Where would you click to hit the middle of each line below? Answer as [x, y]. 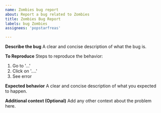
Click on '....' [25, 71]
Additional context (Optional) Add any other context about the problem [79, 101]
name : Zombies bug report [32, 10]
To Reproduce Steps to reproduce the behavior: [54, 56]
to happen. [16, 91]
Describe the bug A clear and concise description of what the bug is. [76, 47]
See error [22, 76]
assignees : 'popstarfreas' [33, 28]
